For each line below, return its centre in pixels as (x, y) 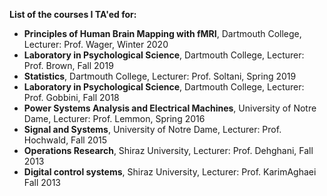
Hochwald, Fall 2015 (65, 140)
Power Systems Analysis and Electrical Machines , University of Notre (170, 108)
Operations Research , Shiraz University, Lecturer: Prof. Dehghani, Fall (168, 150)
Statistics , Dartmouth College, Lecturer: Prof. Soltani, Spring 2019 (160, 76)
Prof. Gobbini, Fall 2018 (71, 97)
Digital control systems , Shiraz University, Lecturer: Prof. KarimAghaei (170, 172)
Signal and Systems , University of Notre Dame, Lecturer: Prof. (152, 129)
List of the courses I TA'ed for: (73, 14)
